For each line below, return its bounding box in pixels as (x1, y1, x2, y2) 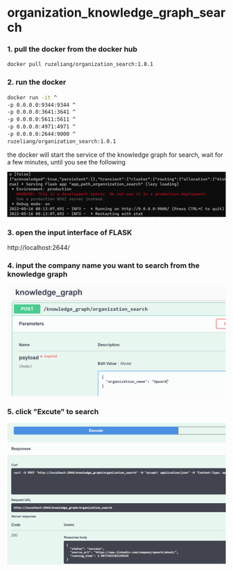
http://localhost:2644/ (7, 243, 71, 251)
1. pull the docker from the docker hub (7, 44, 137, 54)
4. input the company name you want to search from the (7, 260, 200, 270)
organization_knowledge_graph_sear (7, 5, 226, 21)
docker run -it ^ (7, 94, 58, 101)
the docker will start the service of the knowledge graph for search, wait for (7, 151, 223, 159)
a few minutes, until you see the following (7, 157, 126, 166)
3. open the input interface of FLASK (7, 228, 132, 237)
